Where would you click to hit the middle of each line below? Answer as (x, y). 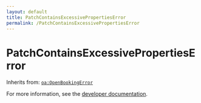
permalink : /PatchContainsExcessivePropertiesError (73, 23)
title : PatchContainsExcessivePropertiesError (66, 17)
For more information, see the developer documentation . (77, 94)
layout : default (27, 12)
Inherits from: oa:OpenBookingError (49, 83)
